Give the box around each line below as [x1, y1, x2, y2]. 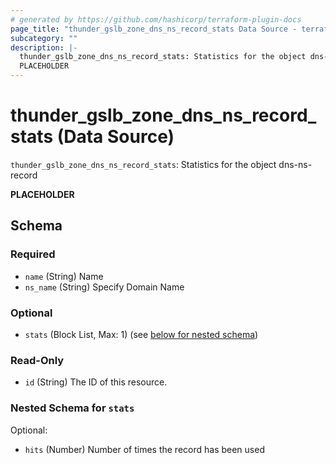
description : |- [10, 42, 78, 53]
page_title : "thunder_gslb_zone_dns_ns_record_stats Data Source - [10, 24, 298, 34]
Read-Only [10, 353, 65, 367]
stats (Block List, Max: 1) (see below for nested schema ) [24, 328, 259, 340]
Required [10, 247, 56, 261]
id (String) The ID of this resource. [24, 376, 168, 388]
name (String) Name [24, 270, 104, 282]
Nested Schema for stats [10, 401, 135, 415]
